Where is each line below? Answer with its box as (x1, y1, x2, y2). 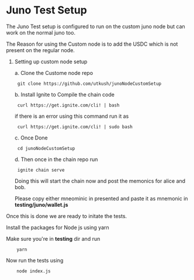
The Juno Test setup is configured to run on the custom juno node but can (6, 23, 185, 30)
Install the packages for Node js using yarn (6, 224, 109, 231)
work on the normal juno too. (6, 29, 76, 36)
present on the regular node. (6, 46, 75, 53)
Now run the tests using (6, 257, 64, 264)
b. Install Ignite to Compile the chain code (14, 91, 115, 98)
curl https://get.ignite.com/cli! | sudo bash (17, 124, 133, 129)
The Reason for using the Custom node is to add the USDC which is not (6, 40, 178, 47)
